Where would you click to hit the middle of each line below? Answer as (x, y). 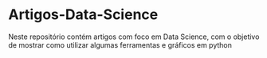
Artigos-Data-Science (83, 15)
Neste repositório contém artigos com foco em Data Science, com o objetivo (134, 37)
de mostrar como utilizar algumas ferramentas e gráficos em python (120, 44)
